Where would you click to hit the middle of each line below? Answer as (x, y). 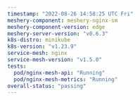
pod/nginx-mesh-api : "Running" (59, 73)
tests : (17, 66)
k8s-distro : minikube (39, 40)
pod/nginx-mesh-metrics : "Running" (66, 79)
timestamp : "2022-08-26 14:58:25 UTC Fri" (70, 14)
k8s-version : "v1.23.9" (42, 46)
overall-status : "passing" (47, 86)
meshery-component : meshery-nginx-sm (63, 20)
